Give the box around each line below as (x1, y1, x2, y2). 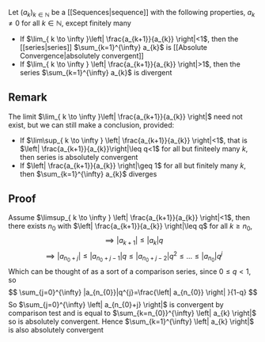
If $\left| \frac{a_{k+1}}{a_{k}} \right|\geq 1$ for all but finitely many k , (19, 161, 247, 170)
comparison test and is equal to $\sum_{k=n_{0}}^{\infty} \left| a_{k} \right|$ (8, 308, 257, 317)
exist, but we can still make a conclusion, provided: (8, 120, 175, 130)
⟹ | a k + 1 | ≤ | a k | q (104, 236, 164, 247)
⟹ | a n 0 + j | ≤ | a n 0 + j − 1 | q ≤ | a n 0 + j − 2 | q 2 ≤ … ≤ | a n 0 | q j (45, 250, 223, 264)
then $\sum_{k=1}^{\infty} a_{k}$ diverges (19, 169, 157, 178)
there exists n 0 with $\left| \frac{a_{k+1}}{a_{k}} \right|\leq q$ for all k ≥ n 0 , (8, 222, 253, 233)
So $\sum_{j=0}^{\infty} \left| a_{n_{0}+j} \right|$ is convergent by (8, 299, 224, 309)
